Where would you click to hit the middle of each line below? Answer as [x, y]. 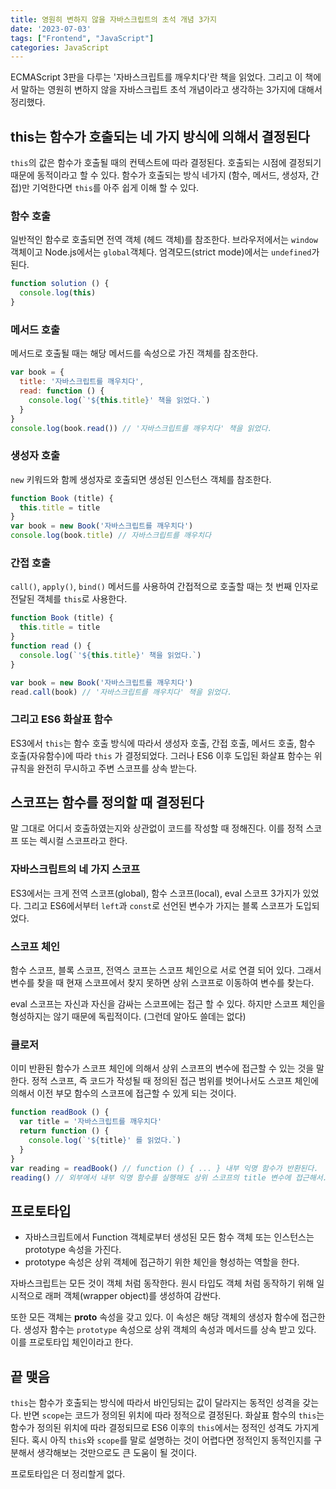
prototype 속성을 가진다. [73, 1250]
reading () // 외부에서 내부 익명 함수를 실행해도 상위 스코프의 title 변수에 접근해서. [169, 1177]
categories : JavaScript [60, 47]
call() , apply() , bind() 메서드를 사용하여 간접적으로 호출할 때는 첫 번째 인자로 [164, 587]
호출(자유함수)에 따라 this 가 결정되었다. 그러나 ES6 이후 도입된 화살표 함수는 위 [166, 755]
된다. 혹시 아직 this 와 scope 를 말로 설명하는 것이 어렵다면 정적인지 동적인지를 [161, 1440]
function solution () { [60, 284]
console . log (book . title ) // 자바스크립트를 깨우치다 [111, 536]
